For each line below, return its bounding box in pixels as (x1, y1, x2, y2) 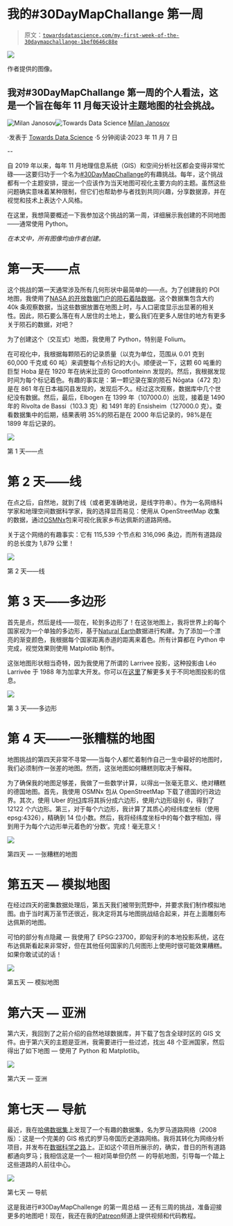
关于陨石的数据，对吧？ (7, 320, 74, 329)
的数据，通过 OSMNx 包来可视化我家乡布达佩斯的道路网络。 (7, 515, 175, 524)
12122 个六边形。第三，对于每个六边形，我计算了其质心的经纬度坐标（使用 (7, 804, 220, 813)
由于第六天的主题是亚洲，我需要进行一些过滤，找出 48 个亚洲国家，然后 (19, 1038, 225, 1046)
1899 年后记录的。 (7, 419, 60, 427)
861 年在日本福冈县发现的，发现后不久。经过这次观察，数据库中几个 (20, 384, 215, 392)
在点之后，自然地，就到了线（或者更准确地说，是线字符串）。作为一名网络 (7, 498, 217, 506)
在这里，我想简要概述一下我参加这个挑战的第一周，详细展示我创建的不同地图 (7, 210, 226, 219)
